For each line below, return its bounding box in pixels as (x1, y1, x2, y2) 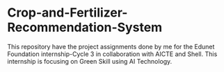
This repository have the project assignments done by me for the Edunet (7, 42, 215, 51)
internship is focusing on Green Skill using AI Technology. (7, 57, 173, 65)
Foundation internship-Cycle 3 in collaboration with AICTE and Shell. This (7, 50, 218, 58)
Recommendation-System (7, 19, 163, 35)
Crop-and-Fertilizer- (7, 5, 128, 21)
